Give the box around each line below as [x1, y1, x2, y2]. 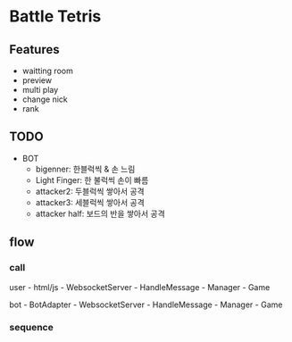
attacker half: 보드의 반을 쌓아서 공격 [35, 208, 165, 219]
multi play [21, 85, 59, 95]
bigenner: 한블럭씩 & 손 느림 [35, 163, 136, 174]
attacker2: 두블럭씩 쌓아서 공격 [35, 186, 145, 196]
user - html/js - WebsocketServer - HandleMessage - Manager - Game [9, 281, 271, 292]
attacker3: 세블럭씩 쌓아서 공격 [35, 196, 145, 207]
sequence [9, 321, 54, 334]
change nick [21, 94, 69, 104]
